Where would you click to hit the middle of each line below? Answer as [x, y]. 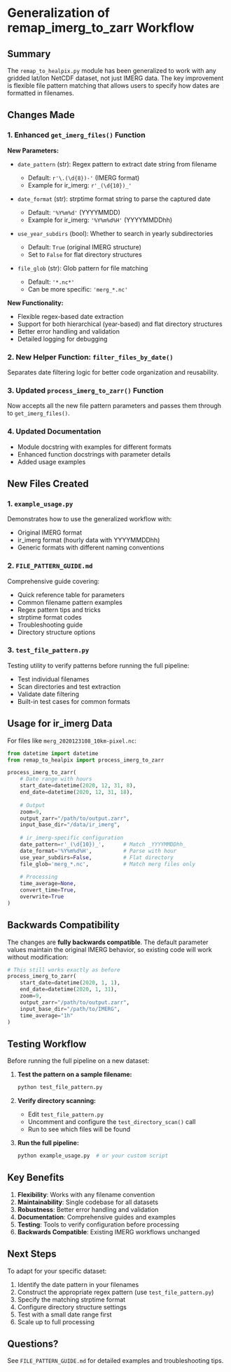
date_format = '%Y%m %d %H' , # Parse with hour [98, 851]
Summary [29, 54]
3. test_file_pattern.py [48, 650]
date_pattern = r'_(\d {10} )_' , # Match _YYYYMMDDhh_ [103, 844]
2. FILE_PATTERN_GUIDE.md [50, 566]
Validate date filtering [48, 694]
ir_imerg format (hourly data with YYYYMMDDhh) [89, 540]
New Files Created [48, 484]
